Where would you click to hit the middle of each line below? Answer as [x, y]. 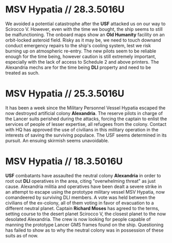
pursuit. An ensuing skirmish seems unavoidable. [57, 140]
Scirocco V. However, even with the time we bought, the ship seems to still [84, 29]
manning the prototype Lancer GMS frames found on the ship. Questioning [84, 225]
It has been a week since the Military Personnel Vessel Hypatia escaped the [85, 108]
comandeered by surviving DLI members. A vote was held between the [80, 197]
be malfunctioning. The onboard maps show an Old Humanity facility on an [85, 34]
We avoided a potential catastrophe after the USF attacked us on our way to [85, 24]
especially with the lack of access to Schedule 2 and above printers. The [82, 62]
